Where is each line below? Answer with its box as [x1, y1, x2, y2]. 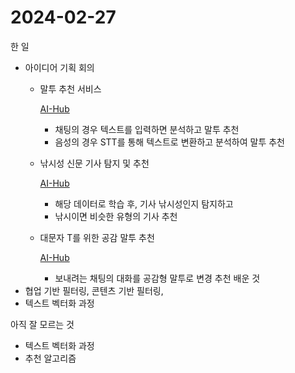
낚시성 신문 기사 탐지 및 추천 [39, 157, 150, 169]
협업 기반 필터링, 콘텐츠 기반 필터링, [24, 284, 164, 296]
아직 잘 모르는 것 [10, 318, 75, 330]
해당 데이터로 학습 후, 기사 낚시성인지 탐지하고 [54, 197, 234, 210]
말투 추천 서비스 [39, 82, 102, 95]
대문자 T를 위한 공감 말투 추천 [39, 231, 155, 243]
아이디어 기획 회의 [24, 61, 95, 73]
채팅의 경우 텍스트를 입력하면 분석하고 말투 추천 [54, 123, 240, 135]
